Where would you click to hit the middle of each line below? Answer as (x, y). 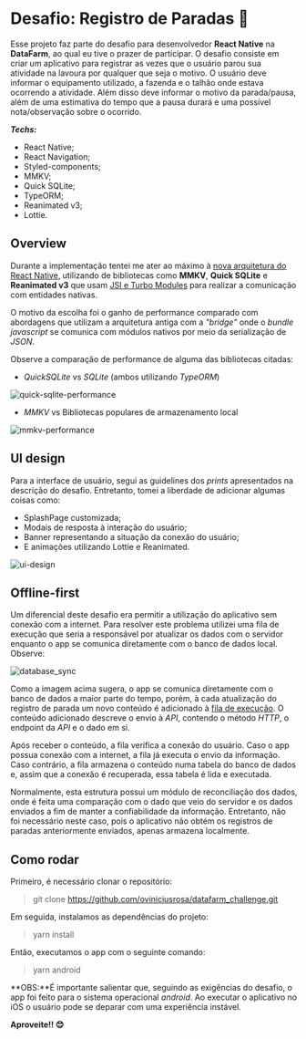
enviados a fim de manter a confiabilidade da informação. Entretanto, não (148, 812)
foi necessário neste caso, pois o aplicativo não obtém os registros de (142, 821)
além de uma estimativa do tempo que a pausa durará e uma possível (141, 102)
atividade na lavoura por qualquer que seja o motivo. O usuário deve (138, 73)
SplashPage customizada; (72, 517)
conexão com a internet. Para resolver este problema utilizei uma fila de (145, 625)
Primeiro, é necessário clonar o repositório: (91, 882)
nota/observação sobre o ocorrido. (76, 111)
